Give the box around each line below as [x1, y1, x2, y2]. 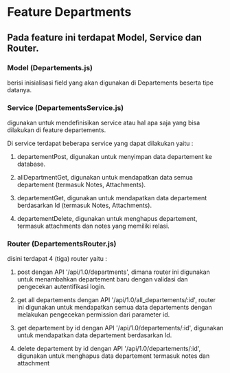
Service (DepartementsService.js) [7, 103, 124, 112]
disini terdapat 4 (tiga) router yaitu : [7, 255, 108, 263]
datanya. [7, 85, 32, 94]
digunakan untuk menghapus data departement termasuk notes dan [16, 352, 210, 360]
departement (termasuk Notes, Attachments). [16, 180, 146, 189]
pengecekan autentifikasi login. [16, 283, 106, 291]
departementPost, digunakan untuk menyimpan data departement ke [16, 153, 213, 161]
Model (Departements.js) [7, 63, 93, 72]
